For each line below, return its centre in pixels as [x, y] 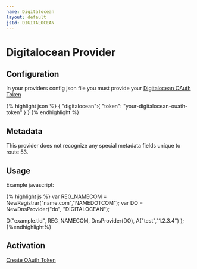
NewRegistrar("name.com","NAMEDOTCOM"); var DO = [75, 203]
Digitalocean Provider [61, 52]
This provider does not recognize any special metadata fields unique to [93, 146]
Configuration [33, 74]
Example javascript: [30, 185]
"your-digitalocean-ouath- [155, 106]
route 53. [17, 152]
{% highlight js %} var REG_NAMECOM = [57, 196]
